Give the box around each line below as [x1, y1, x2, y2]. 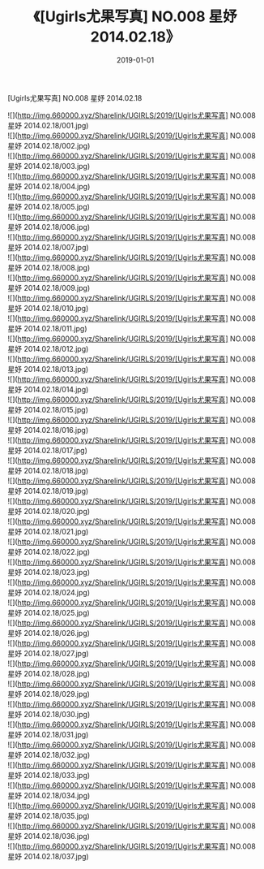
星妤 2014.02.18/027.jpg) [7, 648, 90, 658]
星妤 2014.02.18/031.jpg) [7, 729, 89, 739]
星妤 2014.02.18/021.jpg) [7, 526, 89, 536]
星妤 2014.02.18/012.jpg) [7, 344, 89, 353]
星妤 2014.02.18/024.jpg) [7, 587, 91, 597]
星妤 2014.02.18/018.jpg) [7, 465, 89, 475]
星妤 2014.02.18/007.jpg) [7, 242, 90, 252]
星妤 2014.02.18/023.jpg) [7, 567, 91, 577]
